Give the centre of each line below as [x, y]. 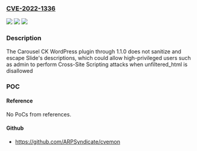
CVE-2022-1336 [31, 8]
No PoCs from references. [39, 114]
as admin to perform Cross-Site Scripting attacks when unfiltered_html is [97, 64]
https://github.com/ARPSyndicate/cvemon [68, 141]
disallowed [20, 70]
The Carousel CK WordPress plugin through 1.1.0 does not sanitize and [94, 51]
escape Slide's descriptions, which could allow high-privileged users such [99, 58]
